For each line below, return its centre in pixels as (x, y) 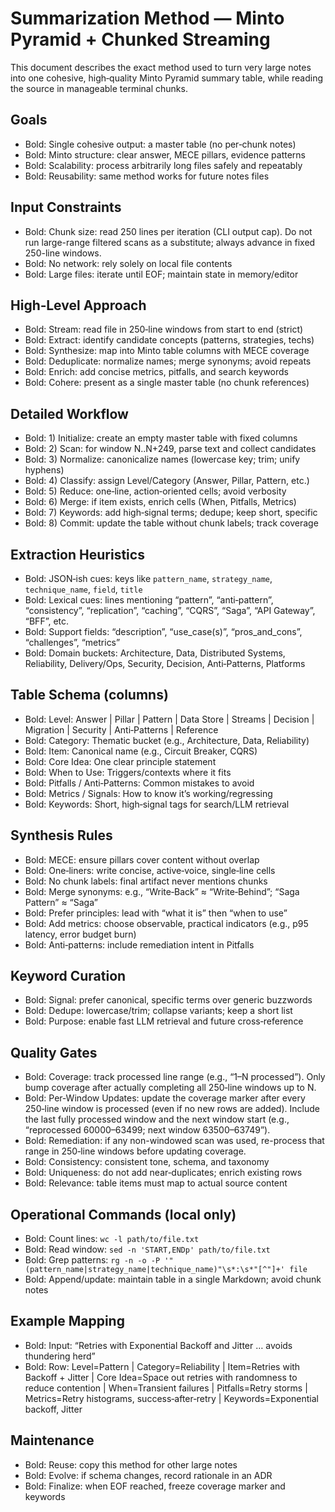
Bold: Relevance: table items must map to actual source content (156, 1183)
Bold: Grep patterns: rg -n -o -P (92, 1260)
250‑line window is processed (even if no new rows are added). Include (172, 1109)
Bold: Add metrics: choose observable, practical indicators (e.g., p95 (166, 923)
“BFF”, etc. (47, 621)
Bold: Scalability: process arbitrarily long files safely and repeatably (163, 165)
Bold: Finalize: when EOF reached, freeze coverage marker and (155, 1486)
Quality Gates (54, 1052)
